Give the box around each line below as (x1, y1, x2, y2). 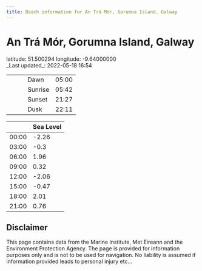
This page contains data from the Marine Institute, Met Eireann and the (6, 238, 183, 246)
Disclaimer (6, 222, 48, 233)
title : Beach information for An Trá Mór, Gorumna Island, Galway (6, 9, 178, 15)
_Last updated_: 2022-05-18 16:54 (6, 61, 92, 69)
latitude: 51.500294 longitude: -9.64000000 (6, 55, 116, 63)
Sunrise (27, 85, 50, 94)
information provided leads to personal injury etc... (6, 258, 133, 265)
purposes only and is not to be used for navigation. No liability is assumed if (6, 252, 196, 259)
